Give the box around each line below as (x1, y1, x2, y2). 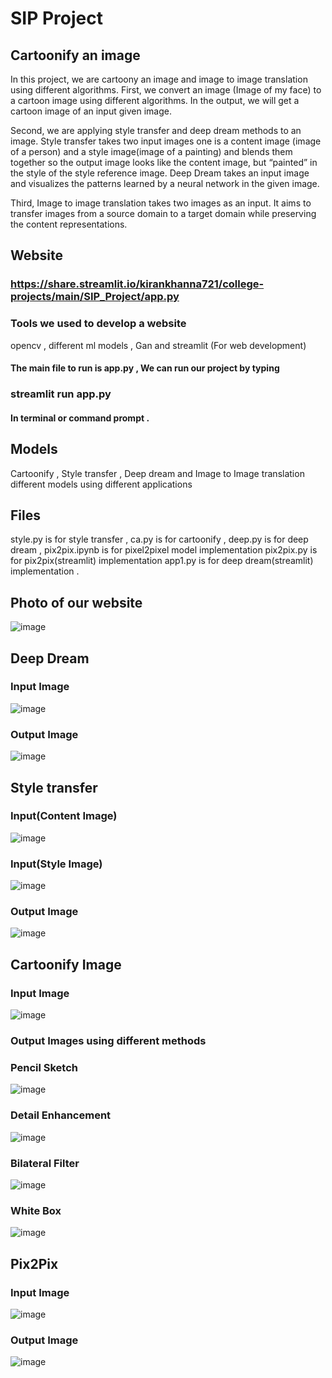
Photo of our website (10, 594, 143, 611)
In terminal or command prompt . (10, 412, 150, 424)
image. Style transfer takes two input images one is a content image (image (10, 135, 322, 147)
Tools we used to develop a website (10, 317, 187, 331)
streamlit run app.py (10, 387, 112, 401)
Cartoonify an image (10, 47, 141, 64)
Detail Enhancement (10, 1108, 112, 1122)
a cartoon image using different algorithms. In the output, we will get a (10, 95, 300, 106)
